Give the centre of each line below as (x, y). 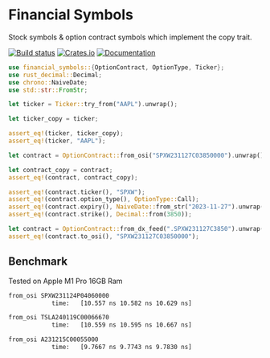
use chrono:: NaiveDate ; (48, 82)
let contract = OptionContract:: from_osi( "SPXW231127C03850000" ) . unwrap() (136, 155)
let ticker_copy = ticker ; (53, 119)
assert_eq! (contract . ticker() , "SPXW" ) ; (77, 192)
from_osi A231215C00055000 (53, 339)
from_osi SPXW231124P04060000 (59, 295)
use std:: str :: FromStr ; (48, 90)
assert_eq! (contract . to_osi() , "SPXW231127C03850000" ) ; (104, 236)
